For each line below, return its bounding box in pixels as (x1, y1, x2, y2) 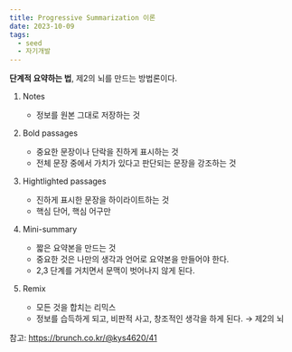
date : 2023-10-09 (9, 22, 75, 31)
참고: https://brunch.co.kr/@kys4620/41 (9, 332, 157, 344)
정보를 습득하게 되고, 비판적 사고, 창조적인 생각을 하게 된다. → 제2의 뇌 (35, 313, 285, 324)
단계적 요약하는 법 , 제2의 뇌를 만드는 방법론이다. (9, 73, 178, 84)
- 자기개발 (17, 47, 52, 56)
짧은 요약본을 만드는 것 (35, 243, 117, 253)
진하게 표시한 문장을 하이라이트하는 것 (35, 195, 170, 205)
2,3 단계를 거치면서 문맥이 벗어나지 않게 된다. (35, 265, 195, 276)
